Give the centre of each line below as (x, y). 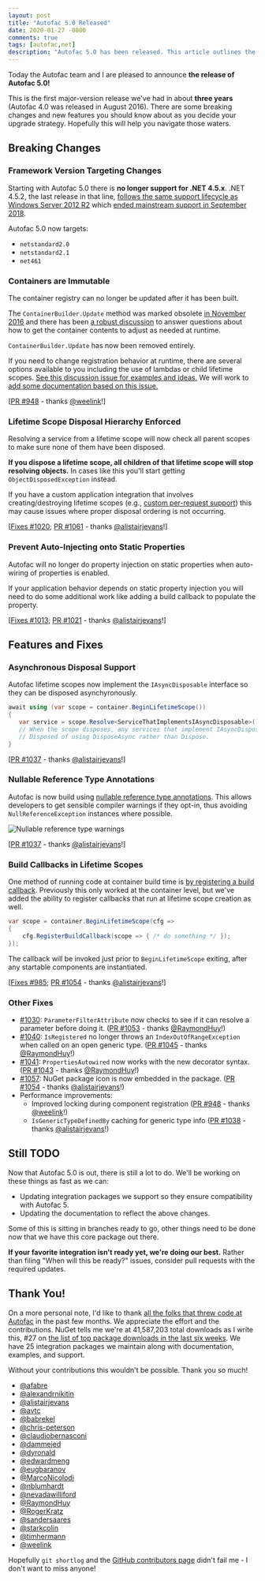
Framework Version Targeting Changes (85, 170)
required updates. (37, 1268)
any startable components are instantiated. (78, 967)
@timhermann (43, 1536)
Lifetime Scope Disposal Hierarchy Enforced (95, 421)
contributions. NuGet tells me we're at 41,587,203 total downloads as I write (131, 1329)
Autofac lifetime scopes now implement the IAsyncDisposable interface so (128, 684)
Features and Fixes (56, 644)
